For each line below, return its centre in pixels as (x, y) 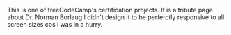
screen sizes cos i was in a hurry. (55, 24)
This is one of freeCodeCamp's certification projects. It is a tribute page (110, 10)
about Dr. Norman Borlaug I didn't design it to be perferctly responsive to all (116, 17)
